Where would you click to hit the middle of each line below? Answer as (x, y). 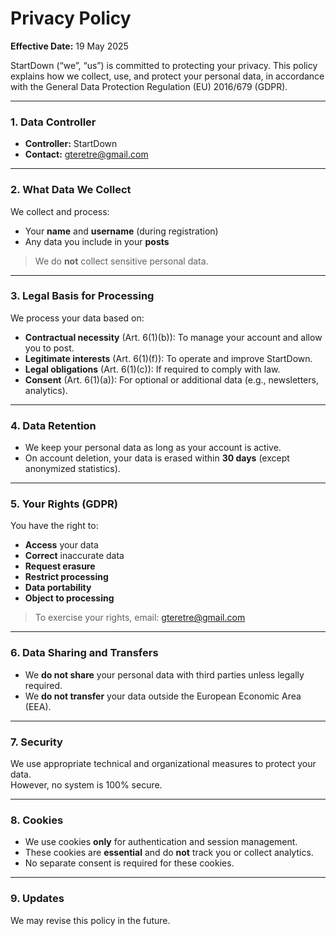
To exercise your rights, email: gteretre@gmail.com (140, 618)
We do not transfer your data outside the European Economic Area (163, 696)
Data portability (58, 588)
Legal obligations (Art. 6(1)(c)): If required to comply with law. (152, 369)
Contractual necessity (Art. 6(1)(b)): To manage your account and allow (173, 337)
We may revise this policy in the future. (90, 920)
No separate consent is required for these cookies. (129, 863)
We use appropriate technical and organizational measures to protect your (163, 764)
